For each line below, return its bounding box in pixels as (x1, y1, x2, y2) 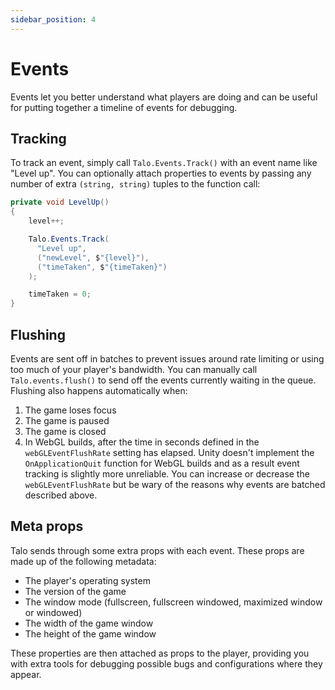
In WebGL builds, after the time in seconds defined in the (24, 436, 260, 448)
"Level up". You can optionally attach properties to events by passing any (10, 167, 312, 180)
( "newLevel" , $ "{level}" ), (36, 252, 150, 263)
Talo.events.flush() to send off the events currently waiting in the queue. (10, 374, 317, 386)
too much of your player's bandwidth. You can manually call (10, 363, 258, 375)
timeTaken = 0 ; (28, 289, 92, 300)
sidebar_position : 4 (10, 14, 97, 25)
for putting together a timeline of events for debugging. (10, 101, 238, 113)
